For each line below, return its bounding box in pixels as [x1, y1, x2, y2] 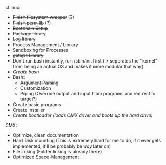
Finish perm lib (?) [12, 20, 51, 26]
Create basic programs [12, 101, 61, 107]
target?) [20, 96, 37, 102]
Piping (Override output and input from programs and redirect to [20, 91, 156, 96]
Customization [20, 85, 51, 91]
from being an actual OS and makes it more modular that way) [12, 64, 144, 69]
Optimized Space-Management [12, 154, 79, 160]
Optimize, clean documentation [12, 132, 79, 138]
